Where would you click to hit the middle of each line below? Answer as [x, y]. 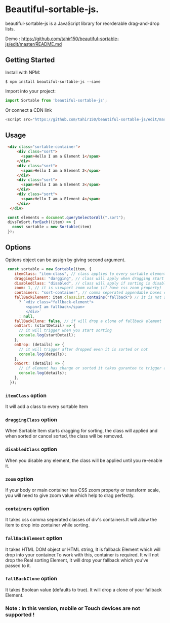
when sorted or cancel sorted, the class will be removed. [65, 436]
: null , [27, 316]
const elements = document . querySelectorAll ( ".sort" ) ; [66, 217]
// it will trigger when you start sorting [65, 331]
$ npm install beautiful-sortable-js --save [53, 82]
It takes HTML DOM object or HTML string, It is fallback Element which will [83, 549]
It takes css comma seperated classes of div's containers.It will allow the [81, 520]
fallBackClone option [31, 579]
